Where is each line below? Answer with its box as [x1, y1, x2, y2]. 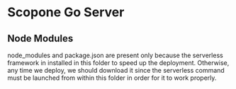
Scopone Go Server [7, 4, 125, 20]
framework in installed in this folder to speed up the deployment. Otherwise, [7, 59, 230, 67]
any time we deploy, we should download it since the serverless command [7, 66, 225, 74]
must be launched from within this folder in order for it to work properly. [7, 73, 217, 82]
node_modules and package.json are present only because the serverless [7, 51, 223, 59]
